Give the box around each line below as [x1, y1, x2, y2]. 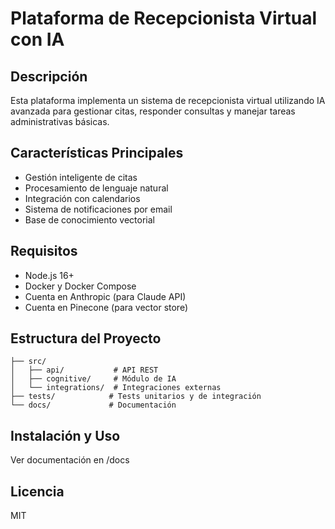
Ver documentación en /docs [10, 454, 130, 466]
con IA [10, 28, 65, 51]
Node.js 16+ [24, 269, 75, 281]
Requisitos [10, 243, 78, 260]
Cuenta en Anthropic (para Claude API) [24, 290, 187, 302]
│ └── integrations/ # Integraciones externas [10, 383, 222, 393]
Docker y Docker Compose [24, 280, 137, 292]
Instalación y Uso [10, 427, 121, 444]
